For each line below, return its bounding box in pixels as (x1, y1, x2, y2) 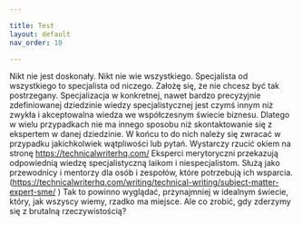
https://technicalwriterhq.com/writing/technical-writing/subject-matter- (12, 177, 279, 188)
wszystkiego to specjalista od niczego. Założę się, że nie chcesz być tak (9, 81, 280, 92)
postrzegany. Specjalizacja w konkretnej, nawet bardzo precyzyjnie (9, 90, 261, 101)
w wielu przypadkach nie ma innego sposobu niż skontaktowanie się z (9, 119, 273, 130)
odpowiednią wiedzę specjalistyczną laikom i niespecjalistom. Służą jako (9, 158, 281, 169)
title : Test (9, 21, 54, 30)
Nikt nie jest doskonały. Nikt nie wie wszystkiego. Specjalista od (9, 71, 248, 82)
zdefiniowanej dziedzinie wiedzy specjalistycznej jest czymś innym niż (9, 100, 274, 111)
